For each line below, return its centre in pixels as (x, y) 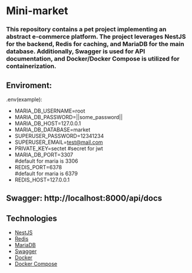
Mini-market (37, 11)
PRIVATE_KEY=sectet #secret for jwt (59, 148)
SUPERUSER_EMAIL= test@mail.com (59, 142)
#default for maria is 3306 (46, 161)
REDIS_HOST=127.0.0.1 (42, 180)
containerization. (31, 66)
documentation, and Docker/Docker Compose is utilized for (93, 59)
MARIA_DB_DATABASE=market (52, 129)
